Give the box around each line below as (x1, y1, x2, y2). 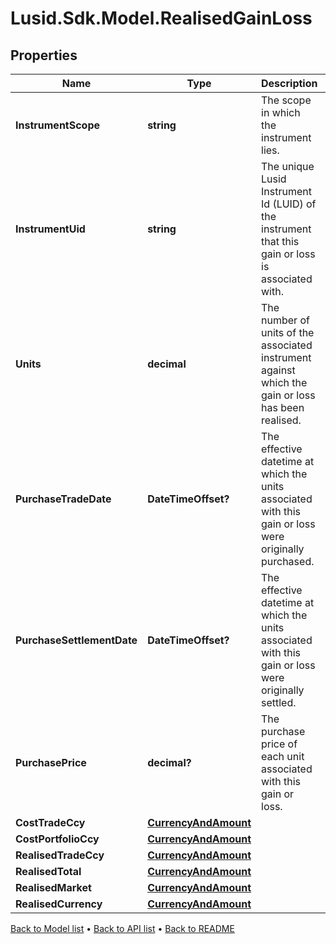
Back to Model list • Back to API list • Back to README (10, 923, 235, 934)
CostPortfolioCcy (15, 832, 100, 846)
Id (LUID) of (261, 197, 317, 211)
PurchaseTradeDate (15, 492, 112, 506)
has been (261, 401, 305, 414)
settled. (261, 696, 297, 709)
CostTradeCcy (15, 816, 86, 829)
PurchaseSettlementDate (15, 633, 138, 647)
